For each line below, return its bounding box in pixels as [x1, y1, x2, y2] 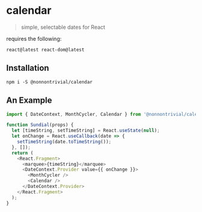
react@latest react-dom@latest [6, 46, 85, 53]
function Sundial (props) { [6, 122, 74, 128]
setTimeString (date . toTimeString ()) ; [17, 139, 112, 145]
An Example [6, 95, 52, 106]
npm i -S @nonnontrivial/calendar [6, 79, 93, 85]
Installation [6, 63, 49, 73]
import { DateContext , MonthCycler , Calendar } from [6, 111, 141, 117]
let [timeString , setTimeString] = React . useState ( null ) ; [11, 127, 161, 134]
